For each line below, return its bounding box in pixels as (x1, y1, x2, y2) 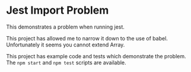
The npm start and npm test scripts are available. (6, 59, 126, 66)
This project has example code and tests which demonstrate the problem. (6, 52, 186, 60)
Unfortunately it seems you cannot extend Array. (6, 41, 125, 48)
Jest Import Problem (6, 4, 109, 17)
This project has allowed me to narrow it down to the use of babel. (6, 35, 168, 42)
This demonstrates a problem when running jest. (6, 23, 125, 30)
